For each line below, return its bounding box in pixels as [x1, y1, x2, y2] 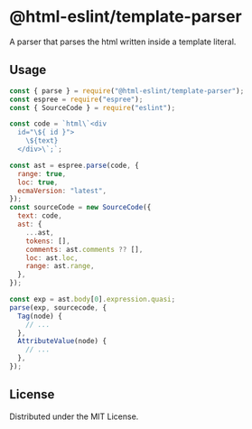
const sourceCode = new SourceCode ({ [9, 203, 152, 212]
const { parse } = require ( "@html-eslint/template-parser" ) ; [9, 86, 245, 96]
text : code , [17, 211, 63, 220]
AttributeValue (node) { [17, 337, 107, 346]
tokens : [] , [25, 237, 70, 246]
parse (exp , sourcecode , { [9, 303, 107, 312]
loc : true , [17, 178, 59, 187]
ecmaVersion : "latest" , [17, 186, 107, 195]
